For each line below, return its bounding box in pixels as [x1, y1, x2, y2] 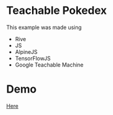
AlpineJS [15, 48, 38, 55]
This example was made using [6, 24, 82, 31]
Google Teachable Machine [15, 61, 84, 68]
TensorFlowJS [15, 54, 51, 62]
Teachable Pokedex [6, 4, 107, 18]
